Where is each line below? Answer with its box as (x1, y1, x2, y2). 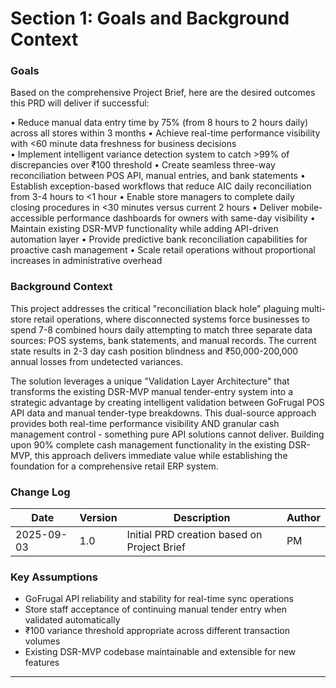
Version (79, 511, 118, 525)
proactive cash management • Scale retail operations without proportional (10, 244, 316, 256)
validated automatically (24, 614, 121, 626)
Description (173, 511, 231, 525)
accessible (10, 212, 55, 224)
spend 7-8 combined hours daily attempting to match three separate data (10, 323, 313, 336)
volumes (24, 635, 61, 647)
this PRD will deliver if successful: (10, 97, 150, 109)
